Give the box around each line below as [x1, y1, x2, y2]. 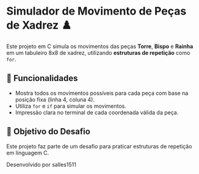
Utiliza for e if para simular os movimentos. [15, 102, 127, 110]
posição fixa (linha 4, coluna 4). [15, 96, 95, 103]
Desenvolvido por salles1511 [6, 161, 76, 168]
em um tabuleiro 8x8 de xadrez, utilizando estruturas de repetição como [6, 49, 190, 56]
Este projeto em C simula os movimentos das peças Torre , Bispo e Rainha [6, 43, 194, 50]
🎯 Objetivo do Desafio [6, 127, 90, 137]
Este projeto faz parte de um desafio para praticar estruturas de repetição [6, 142, 192, 150]
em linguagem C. [6, 149, 49, 156]
